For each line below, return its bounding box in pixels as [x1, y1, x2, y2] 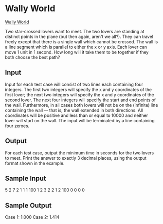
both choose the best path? [5, 54, 60, 60]
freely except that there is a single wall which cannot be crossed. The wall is [5, 38, 158, 44]
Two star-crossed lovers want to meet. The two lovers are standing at [5, 28, 145, 34]
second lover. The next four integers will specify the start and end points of [5, 97, 156, 103]
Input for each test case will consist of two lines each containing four [5, 81, 144, 87]
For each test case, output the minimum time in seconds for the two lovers [5, 149, 154, 156]
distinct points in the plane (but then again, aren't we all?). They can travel [5, 34, 154, 39]
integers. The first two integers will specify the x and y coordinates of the [5, 86, 152, 93]
